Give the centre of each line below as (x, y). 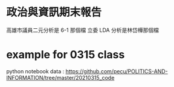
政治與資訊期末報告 (54, 12)
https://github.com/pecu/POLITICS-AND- (117, 71)
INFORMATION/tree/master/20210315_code (60, 77)
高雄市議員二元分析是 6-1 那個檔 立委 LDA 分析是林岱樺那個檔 (82, 30)
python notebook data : (35, 71)
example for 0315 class (66, 55)
